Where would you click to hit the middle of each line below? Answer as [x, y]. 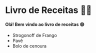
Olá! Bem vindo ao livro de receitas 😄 [45, 24]
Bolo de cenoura [29, 46]
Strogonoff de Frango [35, 35]
